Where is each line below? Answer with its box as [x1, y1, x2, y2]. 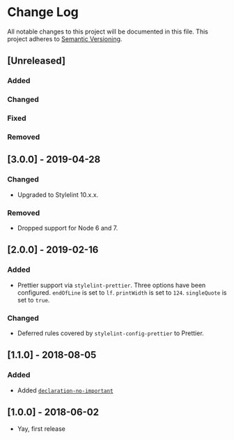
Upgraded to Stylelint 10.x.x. [17, 190, 99, 199]
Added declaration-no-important [17, 386, 114, 395]
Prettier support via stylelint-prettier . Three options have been [17, 281, 206, 289]
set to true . [17, 295, 50, 304]
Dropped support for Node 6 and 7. [17, 224, 118, 232]
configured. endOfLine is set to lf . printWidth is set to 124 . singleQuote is [17, 288, 227, 297]
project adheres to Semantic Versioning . [7, 34, 123, 43]
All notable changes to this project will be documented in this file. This [7, 27, 209, 36]
